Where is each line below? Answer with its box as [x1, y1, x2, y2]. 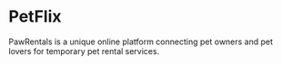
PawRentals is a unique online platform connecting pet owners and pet [8, 36, 274, 47]
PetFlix [8, 6, 62, 27]
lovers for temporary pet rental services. [8, 45, 160, 56]
